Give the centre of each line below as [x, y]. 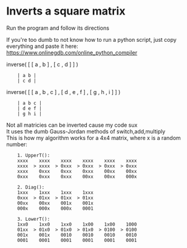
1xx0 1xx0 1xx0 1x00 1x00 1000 [77, 224]
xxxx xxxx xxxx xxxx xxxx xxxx [77, 161]
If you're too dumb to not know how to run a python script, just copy [92, 39]
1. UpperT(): [34, 155]
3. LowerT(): [34, 219]
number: [17, 144]
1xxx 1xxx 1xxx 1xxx [56, 192]
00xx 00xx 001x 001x [56, 203]
